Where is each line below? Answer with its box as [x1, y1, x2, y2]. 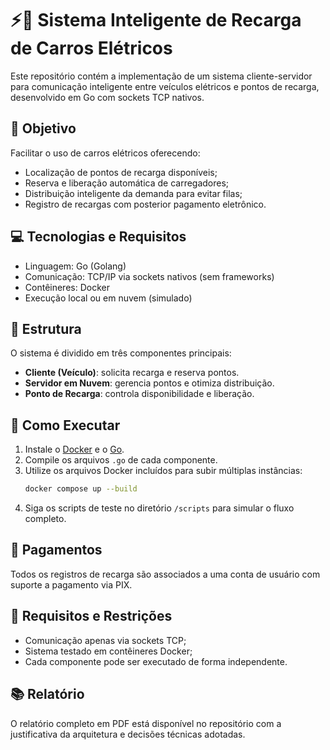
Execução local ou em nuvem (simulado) [24, 292, 193, 304]
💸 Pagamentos [10, 542, 103, 559]
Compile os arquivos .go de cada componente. [24, 454, 218, 466]
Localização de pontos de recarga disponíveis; [24, 166, 218, 178]
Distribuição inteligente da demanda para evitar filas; [24, 187, 243, 199]
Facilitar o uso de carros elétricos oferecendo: [10, 147, 201, 159]
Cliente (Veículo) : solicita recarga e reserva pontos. [24, 367, 240, 379]
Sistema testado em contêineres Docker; [24, 645, 193, 657]
